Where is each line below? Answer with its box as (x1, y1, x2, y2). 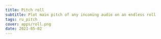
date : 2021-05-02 (5, 26, 42, 31)
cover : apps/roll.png (5, 21, 51, 27)
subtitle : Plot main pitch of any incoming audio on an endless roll (5, 12, 156, 17)
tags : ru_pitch (5, 17, 38, 22)
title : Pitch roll (5, 7, 44, 13)
